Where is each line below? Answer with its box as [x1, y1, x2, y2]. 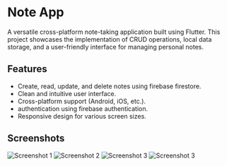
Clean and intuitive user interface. [17, 89, 117, 97]
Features [7, 63, 47, 75]
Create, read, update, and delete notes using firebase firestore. [17, 82, 202, 90]
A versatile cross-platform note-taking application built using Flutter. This [7, 28, 221, 36]
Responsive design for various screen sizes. [17, 112, 146, 120]
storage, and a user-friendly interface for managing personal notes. [7, 42, 204, 51]
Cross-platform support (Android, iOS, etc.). [17, 97, 146, 105]
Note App [7, 4, 65, 20]
